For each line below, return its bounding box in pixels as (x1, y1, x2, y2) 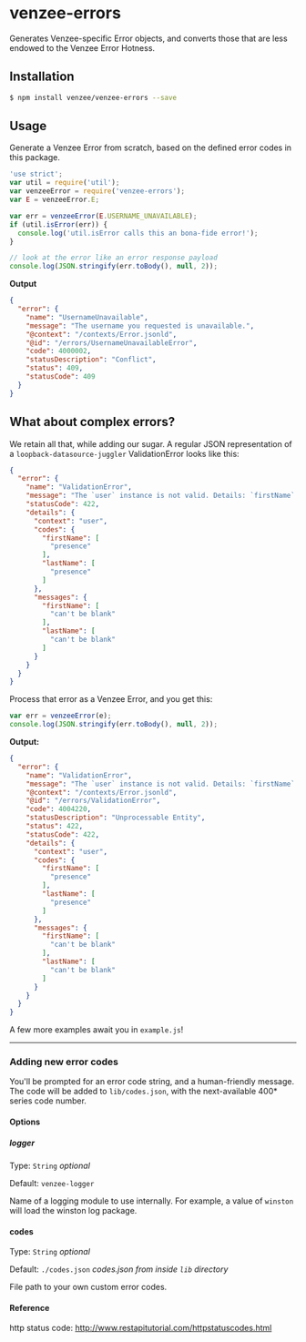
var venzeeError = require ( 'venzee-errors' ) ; (9, 187, 185, 196)
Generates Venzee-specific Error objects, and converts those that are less (9, 33, 289, 44)
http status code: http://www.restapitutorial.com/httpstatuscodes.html (9, 1323, 272, 1334)
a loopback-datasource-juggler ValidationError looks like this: (9, 448, 240, 459)
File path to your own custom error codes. (9, 1282, 168, 1293)
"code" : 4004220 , (25, 805, 92, 814)
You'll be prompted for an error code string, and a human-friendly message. (9, 1076, 294, 1087)
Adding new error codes (9, 1055, 119, 1068)
